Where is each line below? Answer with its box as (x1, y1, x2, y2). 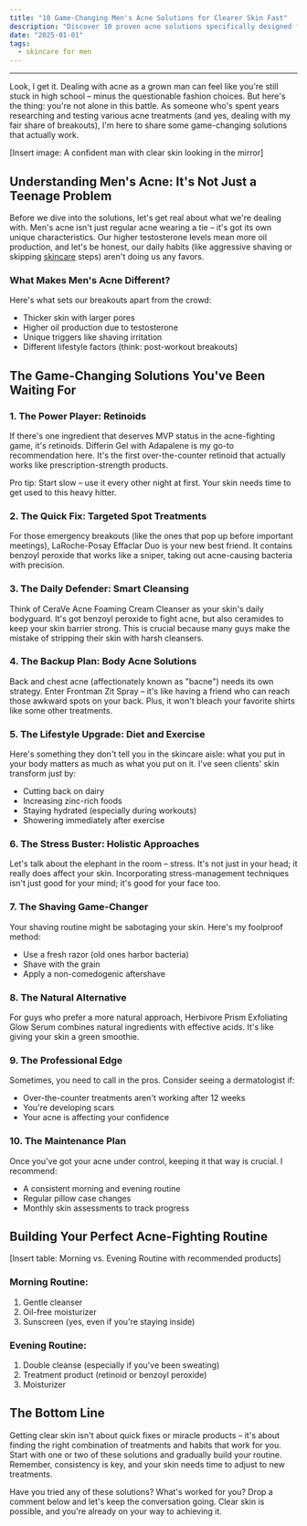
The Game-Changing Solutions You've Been (9, 367, 266, 384)
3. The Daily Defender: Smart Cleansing (9, 582, 189, 595)
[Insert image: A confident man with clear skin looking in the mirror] (9, 147, 264, 158)
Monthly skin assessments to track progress (22, 1203, 190, 1213)
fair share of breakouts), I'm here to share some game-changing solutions (9, 120, 288, 131)
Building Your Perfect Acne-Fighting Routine (9, 1228, 268, 1244)
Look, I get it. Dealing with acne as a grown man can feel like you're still (9, 81, 279, 92)
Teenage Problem (9, 188, 112, 204)
